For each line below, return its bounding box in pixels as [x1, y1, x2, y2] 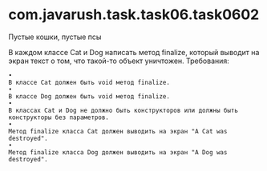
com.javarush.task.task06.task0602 [8, 6, 260, 24]
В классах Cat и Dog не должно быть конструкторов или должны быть [8, 106, 239, 114]
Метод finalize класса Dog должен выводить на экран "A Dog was [8, 148, 228, 157]
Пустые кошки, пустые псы [8, 32, 102, 42]
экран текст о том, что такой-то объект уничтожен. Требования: [8, 56, 230, 66]
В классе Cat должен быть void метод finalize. [8, 78, 171, 86]
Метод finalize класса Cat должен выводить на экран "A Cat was [8, 127, 228, 135]
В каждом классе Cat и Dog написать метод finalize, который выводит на [8, 47, 260, 57]
